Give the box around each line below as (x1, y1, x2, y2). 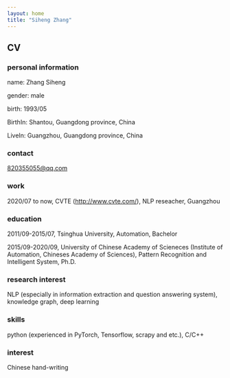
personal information (7, 63, 79, 72)
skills (7, 315, 25, 324)
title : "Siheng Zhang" (7, 16, 72, 23)
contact (7, 148, 34, 158)
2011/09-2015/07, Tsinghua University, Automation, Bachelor (7, 230, 178, 238)
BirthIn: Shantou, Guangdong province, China (7, 118, 136, 126)
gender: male (7, 91, 45, 100)
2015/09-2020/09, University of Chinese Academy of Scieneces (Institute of (7, 243, 223, 252)
